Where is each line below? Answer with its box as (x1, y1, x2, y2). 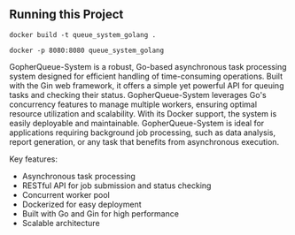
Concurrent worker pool (21, 189, 111, 200)
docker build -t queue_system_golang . (9, 30, 157, 39)
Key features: (9, 154, 58, 164)
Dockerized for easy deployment (21, 199, 142, 209)
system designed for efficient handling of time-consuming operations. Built (9, 71, 283, 81)
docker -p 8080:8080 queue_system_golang (9, 46, 165, 55)
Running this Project (9, 7, 124, 22)
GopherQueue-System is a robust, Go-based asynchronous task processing (9, 61, 287, 72)
